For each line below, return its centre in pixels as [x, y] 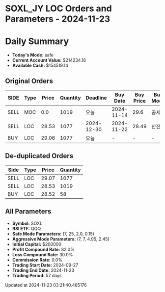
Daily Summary [37, 41]
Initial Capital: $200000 [37, 244]
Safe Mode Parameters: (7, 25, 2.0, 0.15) [53, 234]
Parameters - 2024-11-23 [58, 19]
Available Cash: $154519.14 [40, 66]
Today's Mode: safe [33, 55]
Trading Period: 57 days [37, 275]
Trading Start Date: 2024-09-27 [45, 265]
